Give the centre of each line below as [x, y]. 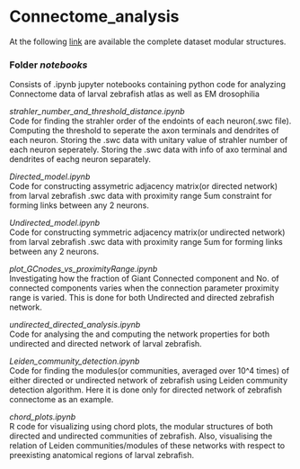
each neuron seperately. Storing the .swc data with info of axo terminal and [148, 149]
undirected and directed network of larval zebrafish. [106, 344]
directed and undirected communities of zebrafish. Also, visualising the [141, 436]
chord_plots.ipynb [43, 417]
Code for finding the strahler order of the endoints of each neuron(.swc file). [150, 121]
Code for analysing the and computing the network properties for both [140, 334]
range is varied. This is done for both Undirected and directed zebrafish [142, 298]
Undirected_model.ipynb [55, 223]
